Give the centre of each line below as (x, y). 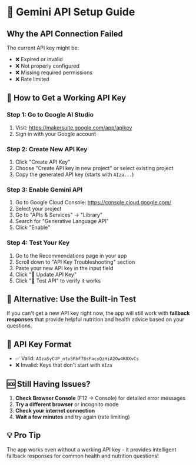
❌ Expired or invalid (39, 59)
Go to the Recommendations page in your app (71, 255)
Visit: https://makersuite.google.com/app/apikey (74, 127)
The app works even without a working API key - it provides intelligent (92, 449)
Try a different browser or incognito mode (67, 404)
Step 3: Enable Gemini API (45, 190)
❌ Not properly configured (47, 66)
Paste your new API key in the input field (64, 268)
